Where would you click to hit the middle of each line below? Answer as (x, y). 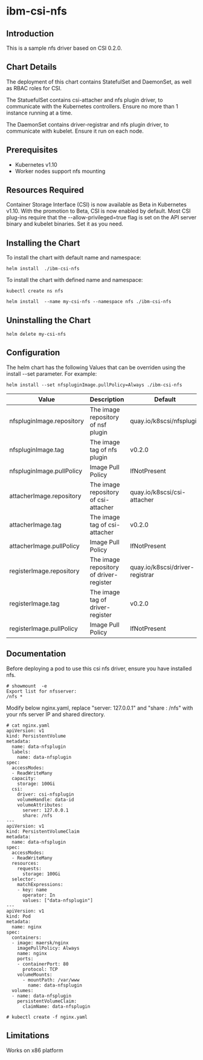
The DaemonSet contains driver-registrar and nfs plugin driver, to (88, 124)
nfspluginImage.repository (47, 421)
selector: (24, 879)
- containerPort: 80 (43, 964)
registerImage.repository (44, 571)
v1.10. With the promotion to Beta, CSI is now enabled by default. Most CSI (98, 211)
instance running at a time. (39, 113)
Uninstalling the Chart (49, 320)
